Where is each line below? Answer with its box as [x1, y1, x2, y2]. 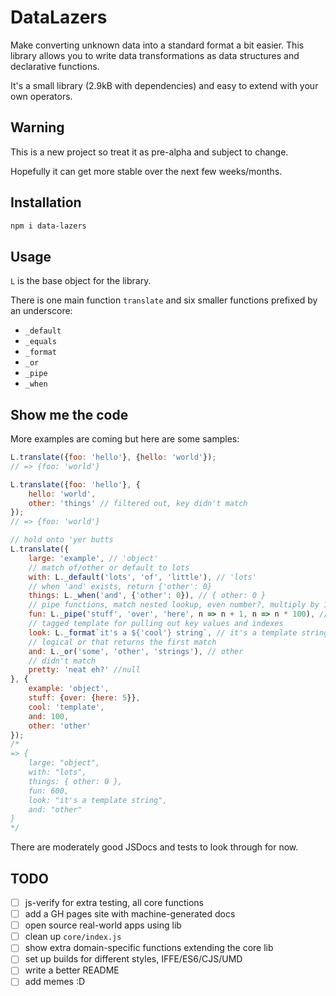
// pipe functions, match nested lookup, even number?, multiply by [28, 600, 320, 610]
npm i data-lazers [10, 221, 87, 231]
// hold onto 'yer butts [10, 535, 114, 545]
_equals [24, 337, 57, 347]
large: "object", [28, 758, 101, 768]
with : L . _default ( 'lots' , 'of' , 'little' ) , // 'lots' [28, 572, 257, 582]
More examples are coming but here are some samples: [10, 433, 240, 445]
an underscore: [10, 305, 73, 317]
